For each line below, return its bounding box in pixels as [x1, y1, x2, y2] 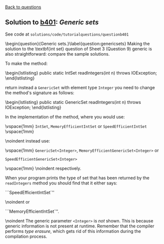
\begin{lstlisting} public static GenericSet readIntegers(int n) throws [5, 99, 142, 105]
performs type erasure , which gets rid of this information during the [5, 228, 141, 234]
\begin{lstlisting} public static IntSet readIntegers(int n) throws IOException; [5, 70, 157, 76]
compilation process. [5, 233, 47, 239]
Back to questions [5, 4, 41, 10]
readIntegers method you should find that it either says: [5, 180, 118, 186]
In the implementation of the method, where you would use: [5, 114, 125, 120]
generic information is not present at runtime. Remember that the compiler [5, 223, 155, 229]
